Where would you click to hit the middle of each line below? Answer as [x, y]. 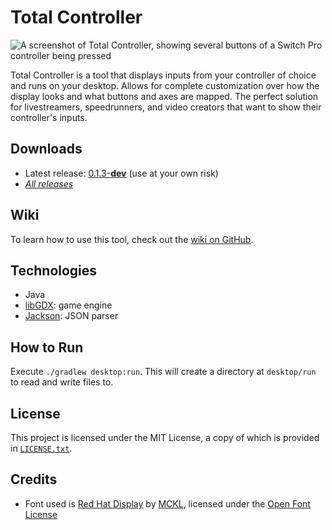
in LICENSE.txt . [41, 448]
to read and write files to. [62, 382]
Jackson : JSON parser [71, 316]
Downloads [46, 149]
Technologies [54, 270]
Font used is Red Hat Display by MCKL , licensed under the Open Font [167, 503]
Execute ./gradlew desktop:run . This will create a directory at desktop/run [163, 372]
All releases [49, 183]
